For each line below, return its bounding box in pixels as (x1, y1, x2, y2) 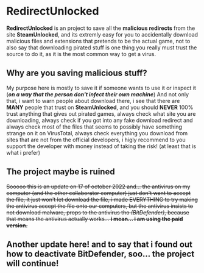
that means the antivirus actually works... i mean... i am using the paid (6, 215, 183, 222)
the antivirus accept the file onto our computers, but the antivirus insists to (6, 202, 194, 210)
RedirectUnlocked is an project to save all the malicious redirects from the (6, 24, 195, 32)
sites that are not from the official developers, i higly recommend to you (6, 136, 186, 143)
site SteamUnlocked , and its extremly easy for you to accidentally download (6, 30, 199, 38)
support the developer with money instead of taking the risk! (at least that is (6, 142, 197, 150)
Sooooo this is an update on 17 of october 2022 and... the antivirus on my (6, 183, 191, 190)
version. (6, 221, 28, 229)
